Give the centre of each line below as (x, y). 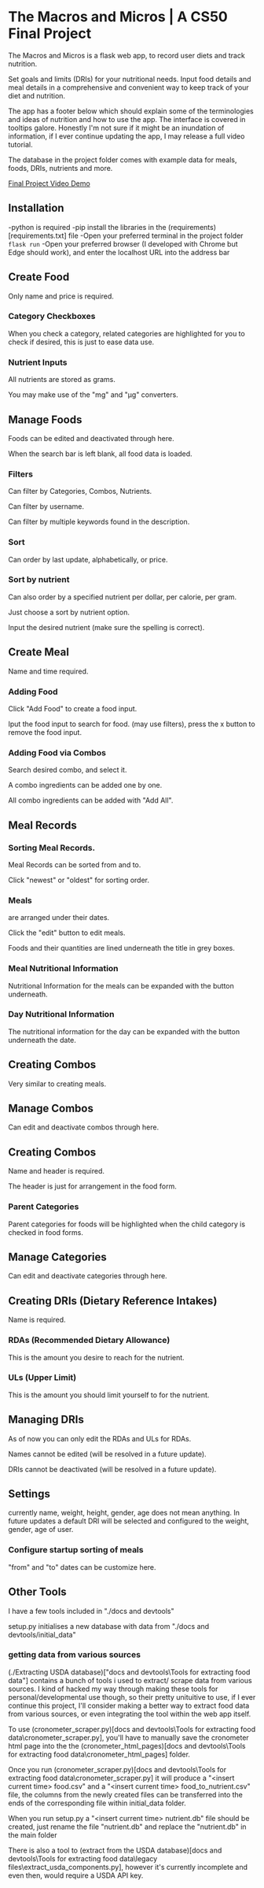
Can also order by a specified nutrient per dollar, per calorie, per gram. (123, 597)
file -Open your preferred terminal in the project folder (156, 236)
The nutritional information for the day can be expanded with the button (124, 1031)
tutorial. (20, 144)
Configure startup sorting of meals (76, 1550)
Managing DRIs (46, 1420)
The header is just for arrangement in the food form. (92, 1186)
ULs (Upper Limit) (42, 1378)
